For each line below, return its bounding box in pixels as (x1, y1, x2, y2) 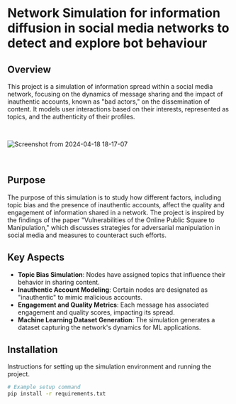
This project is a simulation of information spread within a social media (7, 82, 213, 90)
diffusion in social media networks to (7, 20, 230, 36)
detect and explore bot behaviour (7, 36, 208, 51)
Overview (7, 63, 52, 75)
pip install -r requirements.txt (7, 391, 106, 398)
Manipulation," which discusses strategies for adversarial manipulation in (7, 223, 220, 231)
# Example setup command (7, 383, 81, 391)
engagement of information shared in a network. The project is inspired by (7, 208, 225, 217)
